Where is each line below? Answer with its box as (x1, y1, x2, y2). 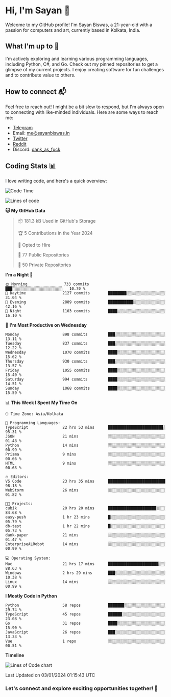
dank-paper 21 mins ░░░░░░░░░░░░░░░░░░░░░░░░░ (5, 533, 166, 538)
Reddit (12, 141, 27, 147)
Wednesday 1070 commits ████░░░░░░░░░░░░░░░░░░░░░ (5, 350, 166, 355)
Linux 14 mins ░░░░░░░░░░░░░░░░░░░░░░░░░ (5, 580, 166, 585)
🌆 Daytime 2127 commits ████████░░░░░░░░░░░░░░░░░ (5, 291, 166, 296)
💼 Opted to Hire (17, 242, 51, 248)
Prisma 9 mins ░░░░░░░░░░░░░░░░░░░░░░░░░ (5, 452, 166, 457)
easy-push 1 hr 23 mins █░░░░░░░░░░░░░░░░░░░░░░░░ (5, 515, 166, 520)
